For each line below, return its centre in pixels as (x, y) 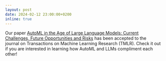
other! (11, 54)
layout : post (19, 10)
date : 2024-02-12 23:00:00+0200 (38, 14)
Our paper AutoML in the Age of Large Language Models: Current (72, 33)
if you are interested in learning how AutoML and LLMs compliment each (79, 49)
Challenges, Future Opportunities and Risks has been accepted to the (76, 38)
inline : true (19, 19)
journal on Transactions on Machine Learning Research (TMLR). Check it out (83, 44)
